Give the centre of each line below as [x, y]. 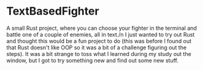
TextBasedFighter [53, 11]
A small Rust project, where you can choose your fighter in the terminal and [102, 28]
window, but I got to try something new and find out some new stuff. [93, 60]
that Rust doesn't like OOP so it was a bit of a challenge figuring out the [97, 47]
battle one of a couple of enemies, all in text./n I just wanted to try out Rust [101, 34]
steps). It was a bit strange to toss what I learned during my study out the [99, 54]
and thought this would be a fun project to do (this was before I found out [99, 41]
